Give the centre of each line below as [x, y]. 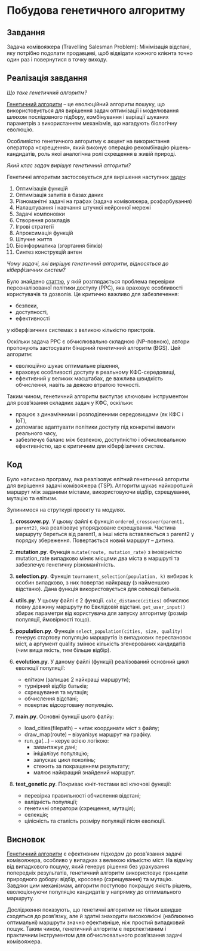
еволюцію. [20, 130]
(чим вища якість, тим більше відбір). [63, 650]
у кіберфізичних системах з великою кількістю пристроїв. [81, 330]
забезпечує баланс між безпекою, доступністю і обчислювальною [101, 439]
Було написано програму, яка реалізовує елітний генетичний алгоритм [98, 479]
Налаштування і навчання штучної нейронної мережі [83, 207]
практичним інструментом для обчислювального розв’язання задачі [95, 935]
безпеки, [27, 306]
